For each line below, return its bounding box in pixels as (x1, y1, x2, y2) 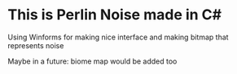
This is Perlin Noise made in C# (7, 6, 222, 24)
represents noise (7, 40, 64, 50)
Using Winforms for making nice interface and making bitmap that (7, 32, 229, 42)
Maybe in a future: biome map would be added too (7, 56, 178, 66)
